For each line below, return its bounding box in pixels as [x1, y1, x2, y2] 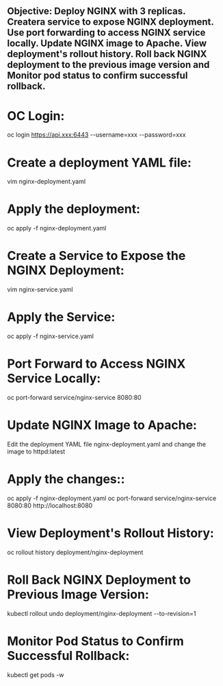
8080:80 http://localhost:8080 [7, 501, 93, 510]
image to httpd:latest [7, 447, 66, 456]
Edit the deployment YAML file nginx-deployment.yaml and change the [7, 440, 207, 448]
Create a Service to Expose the [7, 248, 186, 263]
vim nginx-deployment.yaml [7, 178, 86, 186]
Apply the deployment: [7, 202, 140, 217]
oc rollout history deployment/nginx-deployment [7, 548, 144, 556]
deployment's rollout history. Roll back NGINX [7, 48, 207, 60]
